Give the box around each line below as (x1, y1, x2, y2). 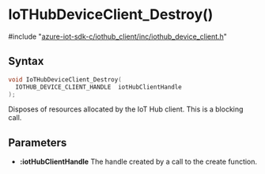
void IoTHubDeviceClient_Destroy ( (8, 75, 123, 84)
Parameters (8, 136, 67, 149)
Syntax (8, 55, 44, 68)
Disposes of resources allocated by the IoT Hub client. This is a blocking (8, 104, 244, 114)
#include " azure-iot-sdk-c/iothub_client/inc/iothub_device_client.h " (8, 32, 228, 41)
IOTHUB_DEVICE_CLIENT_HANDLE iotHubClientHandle (15, 83, 182, 91)
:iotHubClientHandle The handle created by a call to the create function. (19, 157, 258, 167)
